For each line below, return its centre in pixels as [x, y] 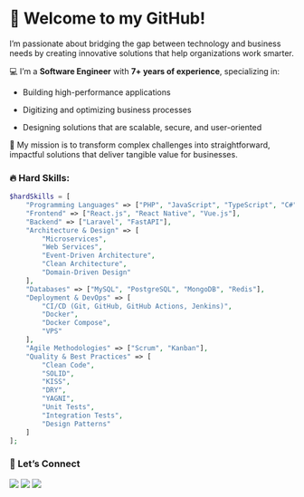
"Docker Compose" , [76, 323]
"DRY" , [54, 390]
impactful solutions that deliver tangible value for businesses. [123, 154]
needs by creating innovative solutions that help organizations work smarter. [152, 53]
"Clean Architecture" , [85, 264]
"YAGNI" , [58, 399]
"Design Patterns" [76, 424]
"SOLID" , [58, 373]
